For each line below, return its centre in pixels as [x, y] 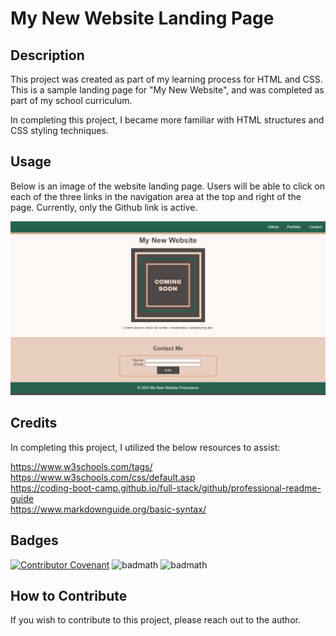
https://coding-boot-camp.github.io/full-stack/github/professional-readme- [166, 488]
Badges [34, 540]
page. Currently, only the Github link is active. [104, 207]
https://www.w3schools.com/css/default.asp [103, 477]
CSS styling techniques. [59, 130]
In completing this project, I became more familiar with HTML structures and [167, 120]
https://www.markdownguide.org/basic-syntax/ [108, 509]
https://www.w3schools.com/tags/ [81, 466]
